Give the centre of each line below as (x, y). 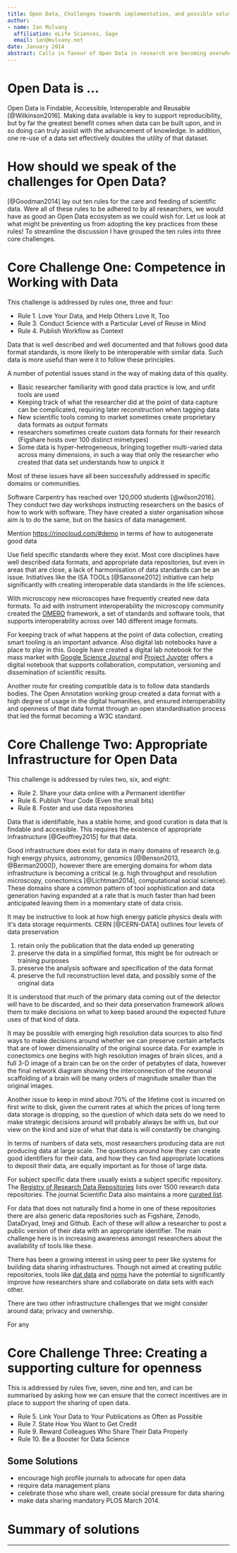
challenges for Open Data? (87, 182)
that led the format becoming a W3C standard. (75, 716)
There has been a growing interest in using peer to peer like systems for (112, 1259)
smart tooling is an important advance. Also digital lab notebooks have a (112, 642)
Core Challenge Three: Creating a (108, 1353)
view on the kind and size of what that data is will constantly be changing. (115, 1129)
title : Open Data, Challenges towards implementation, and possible (110, 14)
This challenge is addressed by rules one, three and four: (90, 302)
